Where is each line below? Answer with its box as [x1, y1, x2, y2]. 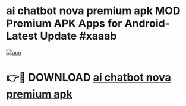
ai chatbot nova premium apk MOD [6, 4, 181, 18]
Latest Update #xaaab [6, 30, 117, 43]
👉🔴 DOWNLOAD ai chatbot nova [6, 71, 171, 84]
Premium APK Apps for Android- [6, 17, 171, 30]
